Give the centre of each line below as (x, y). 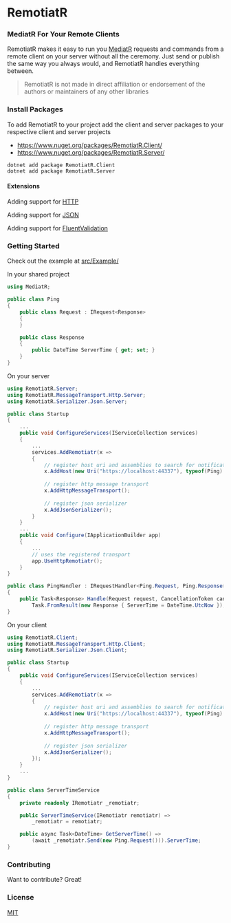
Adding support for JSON (43, 215)
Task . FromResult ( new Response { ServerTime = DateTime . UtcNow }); (129, 605)
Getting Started (33, 246)
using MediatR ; (29, 287)
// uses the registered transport (81, 554)
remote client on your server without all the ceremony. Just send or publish (113, 56)
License (21, 898)
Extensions (23, 186)
